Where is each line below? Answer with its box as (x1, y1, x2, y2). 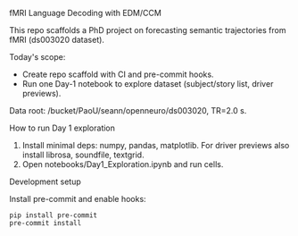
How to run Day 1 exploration (9, 122, 116, 133)
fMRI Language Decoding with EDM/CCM (9, 8, 162, 18)
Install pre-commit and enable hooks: (9, 194, 146, 204)
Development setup (9, 176, 82, 187)
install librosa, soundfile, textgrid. (21, 149, 145, 160)
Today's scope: (9, 52, 66, 62)
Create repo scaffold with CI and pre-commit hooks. (21, 69, 214, 80)
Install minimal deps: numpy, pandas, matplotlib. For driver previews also (21, 140, 290, 150)
